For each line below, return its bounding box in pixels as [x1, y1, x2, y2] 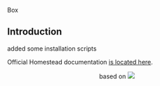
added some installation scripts [7, 44, 97, 53]
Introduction [7, 26, 63, 37]
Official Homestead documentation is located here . [7, 58, 153, 66]
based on [99, 72, 127, 80]
